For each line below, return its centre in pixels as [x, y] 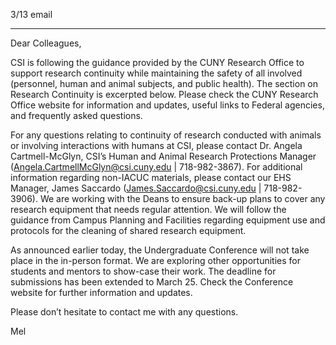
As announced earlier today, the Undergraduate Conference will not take [160, 250]
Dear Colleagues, [46, 43]
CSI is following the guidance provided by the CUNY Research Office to [157, 62]
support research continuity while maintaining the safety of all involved [156, 73]
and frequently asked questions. [76, 115]
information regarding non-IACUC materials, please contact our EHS [151, 177]
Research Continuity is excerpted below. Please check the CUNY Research [164, 94]
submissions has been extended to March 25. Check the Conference [152, 282]
